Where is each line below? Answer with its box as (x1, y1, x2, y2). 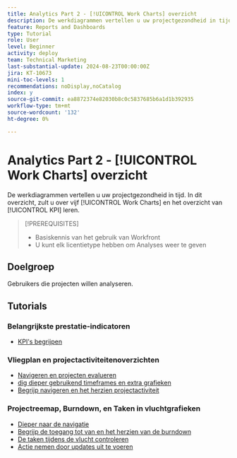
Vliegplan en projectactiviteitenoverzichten (7, 355, 160, 365)
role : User (7, 37, 39, 44)
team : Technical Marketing (7, 57, 87, 64)
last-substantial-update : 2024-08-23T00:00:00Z (7, 63, 150, 70)
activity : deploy (7, 50, 59, 57)
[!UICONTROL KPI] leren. (7, 206, 80, 214)
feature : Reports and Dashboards (7, 23, 106, 30)
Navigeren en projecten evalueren (17, 371, 117, 380)
